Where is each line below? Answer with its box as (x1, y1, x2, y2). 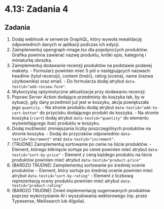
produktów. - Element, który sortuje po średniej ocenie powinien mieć (11, 167, 153, 173)
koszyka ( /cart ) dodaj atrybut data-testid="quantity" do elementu (11, 115, 149, 121)
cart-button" (11, 111, 39, 116)
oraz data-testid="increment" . (53, 136, 115, 142)
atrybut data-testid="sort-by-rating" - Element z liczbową (11, 173, 133, 178)
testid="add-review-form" (11, 84, 65, 89)
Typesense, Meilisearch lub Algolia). (11, 198, 86, 204)
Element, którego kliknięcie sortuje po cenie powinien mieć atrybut (11, 147, 147, 152)
